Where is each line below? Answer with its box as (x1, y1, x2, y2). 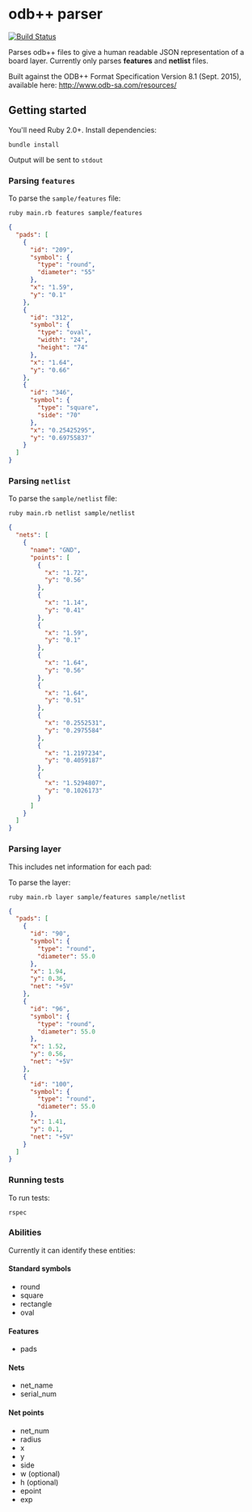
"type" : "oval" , (37, 328, 92, 336)
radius (19, 1434, 42, 1444)
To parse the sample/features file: (8, 193, 121, 203)
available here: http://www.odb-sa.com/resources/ (8, 80, 178, 90)
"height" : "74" (37, 344, 89, 352)
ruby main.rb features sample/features (8, 209, 143, 218)
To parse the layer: (8, 877, 71, 887)
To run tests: (8, 1193, 50, 1202)
